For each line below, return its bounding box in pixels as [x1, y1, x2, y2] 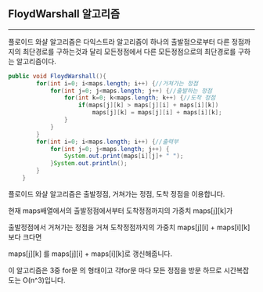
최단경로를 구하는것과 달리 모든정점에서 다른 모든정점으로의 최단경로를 [22, 46, 236, 56]
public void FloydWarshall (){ [8, 72, 107, 80]
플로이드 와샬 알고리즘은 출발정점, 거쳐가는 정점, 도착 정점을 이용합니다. [8, 189, 225, 198]
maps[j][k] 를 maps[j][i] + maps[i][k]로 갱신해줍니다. [8, 249, 173, 258]
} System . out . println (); [49, 160, 128, 168]
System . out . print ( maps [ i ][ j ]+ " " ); [63, 152, 184, 160]
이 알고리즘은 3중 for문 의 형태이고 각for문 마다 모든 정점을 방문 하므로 [8, 265, 222, 275]
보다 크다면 [8, 232, 42, 241]
